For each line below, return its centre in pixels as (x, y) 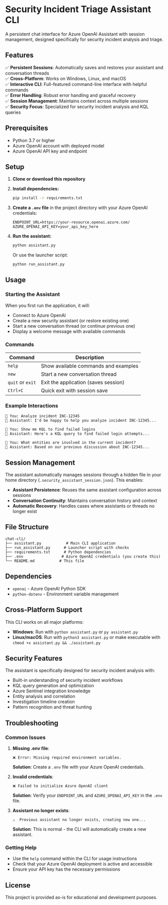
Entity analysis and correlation (44, 696)
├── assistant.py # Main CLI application (60, 543)
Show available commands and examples (90, 366)
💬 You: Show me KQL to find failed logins (50, 430)
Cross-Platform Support (44, 610)
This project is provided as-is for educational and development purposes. (81, 897)
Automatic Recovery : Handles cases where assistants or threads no (83, 506)
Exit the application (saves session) (83, 382)
